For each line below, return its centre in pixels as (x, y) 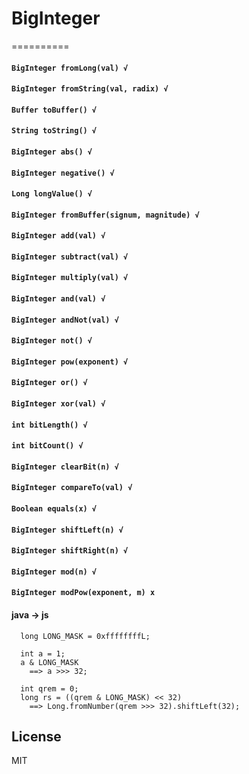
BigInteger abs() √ (52, 152)
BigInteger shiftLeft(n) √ (67, 530)
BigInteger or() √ (49, 383)
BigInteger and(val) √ (58, 299)
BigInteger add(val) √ (58, 236)
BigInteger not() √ (52, 341)
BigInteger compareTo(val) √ (72, 488)
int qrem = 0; (49, 688)
